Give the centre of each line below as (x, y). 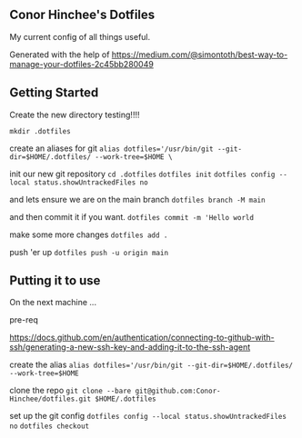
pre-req (24, 320)
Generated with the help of (60, 55)
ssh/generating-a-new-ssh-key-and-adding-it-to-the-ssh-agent (130, 347)
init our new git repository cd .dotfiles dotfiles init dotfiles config (142, 174)
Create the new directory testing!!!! (75, 114)
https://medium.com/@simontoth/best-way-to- (200, 55)
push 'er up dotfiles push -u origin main (89, 252)
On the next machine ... (53, 303)
